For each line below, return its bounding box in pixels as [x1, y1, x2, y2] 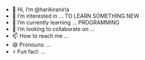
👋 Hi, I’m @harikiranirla [12, 6, 70, 13]
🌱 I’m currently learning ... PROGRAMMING [12, 19, 120, 26]
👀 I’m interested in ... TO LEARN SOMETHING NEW [12, 12, 140, 20]
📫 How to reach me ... [12, 32, 69, 39]
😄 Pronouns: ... [12, 41, 52, 48]
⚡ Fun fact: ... [12, 48, 46, 55]
